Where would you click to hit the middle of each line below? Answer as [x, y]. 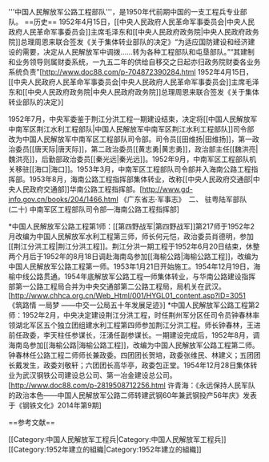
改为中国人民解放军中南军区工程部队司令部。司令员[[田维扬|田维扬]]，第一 [130, 139]
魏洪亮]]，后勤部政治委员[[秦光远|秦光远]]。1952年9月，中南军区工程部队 [129, 159]
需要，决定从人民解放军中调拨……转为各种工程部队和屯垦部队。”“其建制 [138, 52]
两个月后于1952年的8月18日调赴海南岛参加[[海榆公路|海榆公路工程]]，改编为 [133, 256]
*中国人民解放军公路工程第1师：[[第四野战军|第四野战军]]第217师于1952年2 [131, 226]
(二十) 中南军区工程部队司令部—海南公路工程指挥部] [94, 209]
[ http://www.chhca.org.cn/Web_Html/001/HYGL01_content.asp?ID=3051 [127, 296]
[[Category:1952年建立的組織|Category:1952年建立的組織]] [105, 449]
